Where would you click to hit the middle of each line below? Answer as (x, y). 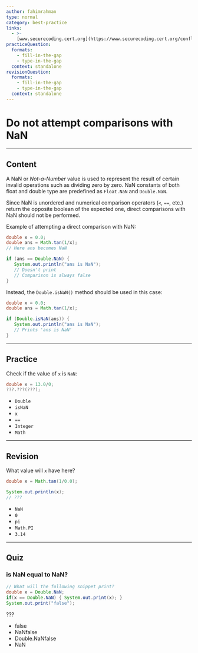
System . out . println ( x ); (35, 492)
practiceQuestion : (29, 45)
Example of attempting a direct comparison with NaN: (71, 226)
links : (14, 28)
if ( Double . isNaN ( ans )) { (38, 319)
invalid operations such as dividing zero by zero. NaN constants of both (93, 185)
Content (22, 165)
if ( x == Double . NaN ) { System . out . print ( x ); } (64, 598)
